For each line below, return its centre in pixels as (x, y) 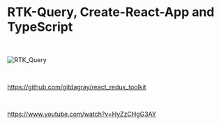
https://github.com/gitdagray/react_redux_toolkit (77, 87)
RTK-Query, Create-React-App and (111, 12)
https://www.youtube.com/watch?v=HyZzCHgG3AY (82, 114)
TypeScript (40, 27)
